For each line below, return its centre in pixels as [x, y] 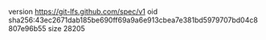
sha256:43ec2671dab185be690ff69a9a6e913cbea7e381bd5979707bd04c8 [133, 20]
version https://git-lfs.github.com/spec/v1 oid [83, 12]
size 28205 [67, 28]
